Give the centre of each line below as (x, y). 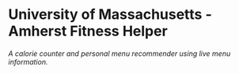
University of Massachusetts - (110, 15)
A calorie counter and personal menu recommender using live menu (119, 54)
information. (28, 61)
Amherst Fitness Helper (88, 31)
